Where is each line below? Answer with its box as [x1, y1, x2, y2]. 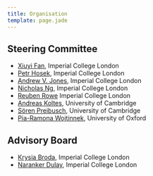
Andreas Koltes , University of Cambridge [17, 99, 137, 108]
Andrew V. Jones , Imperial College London [17, 77, 142, 85]
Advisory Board [7, 134, 78, 146]
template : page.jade [7, 17, 68, 24]
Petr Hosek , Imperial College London [17, 69, 125, 77]
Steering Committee [7, 43, 98, 55]
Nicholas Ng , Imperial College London [17, 84, 128, 92]
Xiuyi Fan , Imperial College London [17, 61, 120, 70]
